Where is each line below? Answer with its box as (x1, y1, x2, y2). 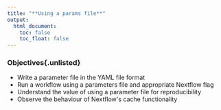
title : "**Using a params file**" (7, 10, 106, 17)
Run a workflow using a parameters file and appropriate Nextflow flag (16, 81, 214, 89)
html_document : (13, 23, 57, 29)
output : (7, 16, 30, 23)
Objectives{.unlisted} (7, 58, 81, 68)
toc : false (19, 29, 51, 36)
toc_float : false (19, 36, 69, 42)
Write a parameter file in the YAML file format (16, 73, 146, 82)
